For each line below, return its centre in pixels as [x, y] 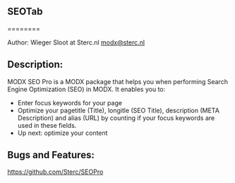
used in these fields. [47, 125]
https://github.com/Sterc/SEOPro [55, 172]
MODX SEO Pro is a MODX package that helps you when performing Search [117, 81]
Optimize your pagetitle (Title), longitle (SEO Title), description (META [119, 110]
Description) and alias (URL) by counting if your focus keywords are [116, 118]
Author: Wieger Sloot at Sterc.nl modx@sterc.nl [76, 42]
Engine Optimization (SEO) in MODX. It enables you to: [86, 89]
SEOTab [25, 12]
